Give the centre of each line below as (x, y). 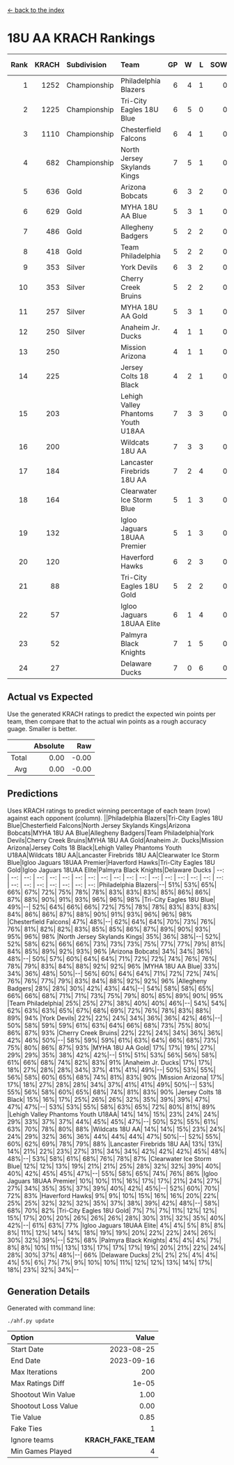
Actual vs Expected (50, 697)
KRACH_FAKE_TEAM (120, 1440)
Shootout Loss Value (45, 1406)
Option (22, 1337)
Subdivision (86, 64)
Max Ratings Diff (38, 1383)
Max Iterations (34, 1372)
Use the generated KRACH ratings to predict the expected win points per (111, 714)
